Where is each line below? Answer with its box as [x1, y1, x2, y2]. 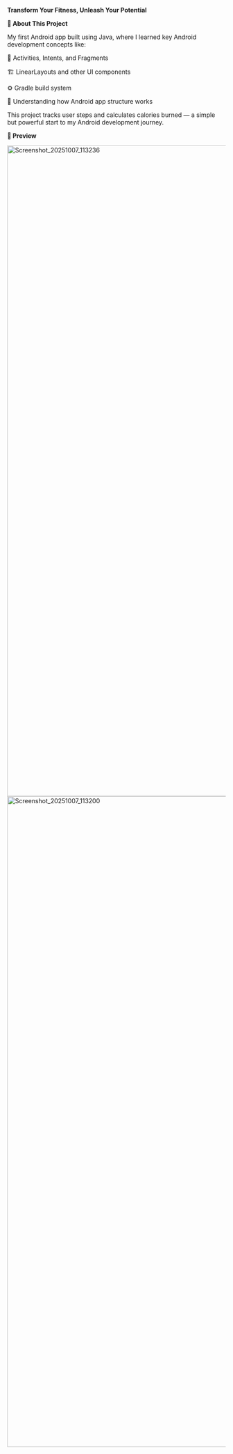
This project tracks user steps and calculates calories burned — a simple [7, 111, 216, 119]
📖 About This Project [7, 19, 68, 27]
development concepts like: [7, 40, 87, 48]
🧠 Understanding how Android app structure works [7, 97, 153, 105]
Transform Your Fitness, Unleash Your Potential [7, 6, 147, 14]
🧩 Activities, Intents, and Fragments [7, 54, 109, 62]
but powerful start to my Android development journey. [7, 118, 164, 126]
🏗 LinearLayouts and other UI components [7, 68, 131, 76]
